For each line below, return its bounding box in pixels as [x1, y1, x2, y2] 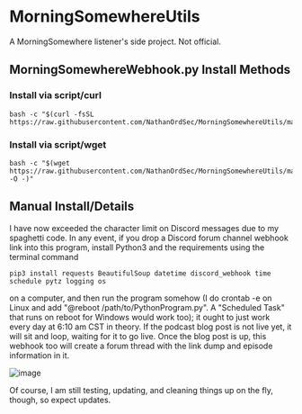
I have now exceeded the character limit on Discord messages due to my [9, 222, 280, 233]
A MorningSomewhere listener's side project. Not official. [9, 36, 222, 47]
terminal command [9, 251, 79, 262]
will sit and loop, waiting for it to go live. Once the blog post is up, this [9, 330, 267, 341]
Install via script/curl [9, 89, 102, 102]
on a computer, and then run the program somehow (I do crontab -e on [9, 292, 272, 303]
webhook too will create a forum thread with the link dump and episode [9, 340, 273, 351]
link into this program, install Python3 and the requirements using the [9, 241, 265, 253]
